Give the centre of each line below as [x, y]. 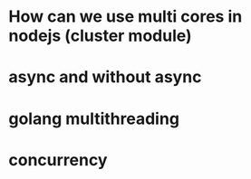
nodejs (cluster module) [100, 36]
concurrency [58, 160]
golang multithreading [94, 118]
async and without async [105, 77]
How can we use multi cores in [125, 17]
